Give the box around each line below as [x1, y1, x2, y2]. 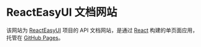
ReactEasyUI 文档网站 [6, 5, 118, 19]
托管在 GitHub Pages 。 [6, 34, 64, 41]
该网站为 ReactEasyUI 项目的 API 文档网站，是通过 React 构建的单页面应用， [6, 27, 198, 34]
